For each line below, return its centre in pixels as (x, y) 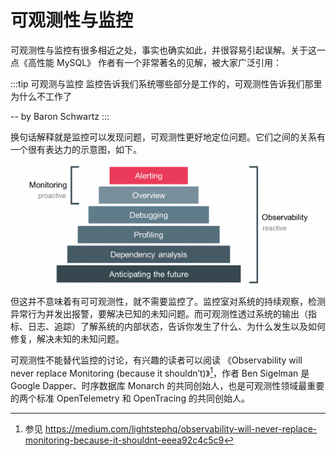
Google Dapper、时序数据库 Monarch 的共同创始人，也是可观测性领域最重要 (167, 386)
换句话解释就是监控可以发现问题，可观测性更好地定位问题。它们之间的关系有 (168, 137)
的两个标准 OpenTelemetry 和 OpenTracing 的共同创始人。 (130, 398)
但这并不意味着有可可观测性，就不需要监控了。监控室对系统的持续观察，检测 (168, 302)
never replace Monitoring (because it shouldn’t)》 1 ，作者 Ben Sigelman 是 (160, 373)
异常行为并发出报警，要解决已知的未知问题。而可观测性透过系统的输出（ (159, 314)
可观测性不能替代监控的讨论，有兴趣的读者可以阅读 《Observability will (156, 360)
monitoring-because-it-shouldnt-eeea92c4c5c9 (124, 440)
